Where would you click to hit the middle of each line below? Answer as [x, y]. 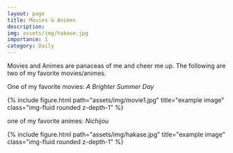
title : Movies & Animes [42, 20]
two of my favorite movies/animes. [57, 73]
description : [26, 26]
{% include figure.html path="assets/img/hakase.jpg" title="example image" [116, 134]
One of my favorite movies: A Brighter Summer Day [81, 87]
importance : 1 [28, 40]
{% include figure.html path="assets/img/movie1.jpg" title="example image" [116, 100]
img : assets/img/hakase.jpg [48, 33]
